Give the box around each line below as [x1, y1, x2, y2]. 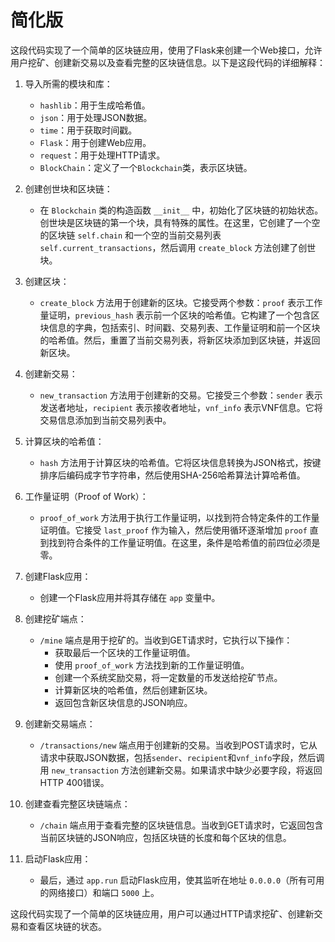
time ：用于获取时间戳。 [39, 124, 138, 136]
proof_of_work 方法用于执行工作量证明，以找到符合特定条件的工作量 [39, 511, 320, 523]
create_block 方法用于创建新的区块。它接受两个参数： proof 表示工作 [39, 296, 323, 308]
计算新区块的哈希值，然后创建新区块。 [54, 684, 213, 696]
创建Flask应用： [24, 570, 92, 582]
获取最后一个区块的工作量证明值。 [54, 646, 196, 658]
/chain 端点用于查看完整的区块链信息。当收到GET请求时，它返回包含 [39, 819, 324, 831]
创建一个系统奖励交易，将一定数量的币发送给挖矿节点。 [54, 671, 283, 683]
